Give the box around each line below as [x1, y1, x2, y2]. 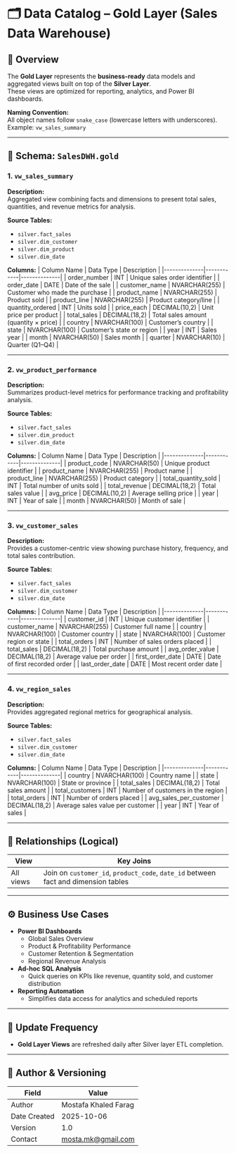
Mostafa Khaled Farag [61, 1099, 135, 1109]
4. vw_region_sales [7, 684, 72, 694]
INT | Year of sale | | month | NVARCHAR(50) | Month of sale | [7, 496, 186, 504]
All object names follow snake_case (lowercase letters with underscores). [7, 116, 218, 124]
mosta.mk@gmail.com [61, 1134, 135, 1144]
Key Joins [117, 856, 152, 866]
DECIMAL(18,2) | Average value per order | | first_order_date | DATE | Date [7, 652, 221, 661]
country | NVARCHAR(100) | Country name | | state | [67, 771, 219, 779]
